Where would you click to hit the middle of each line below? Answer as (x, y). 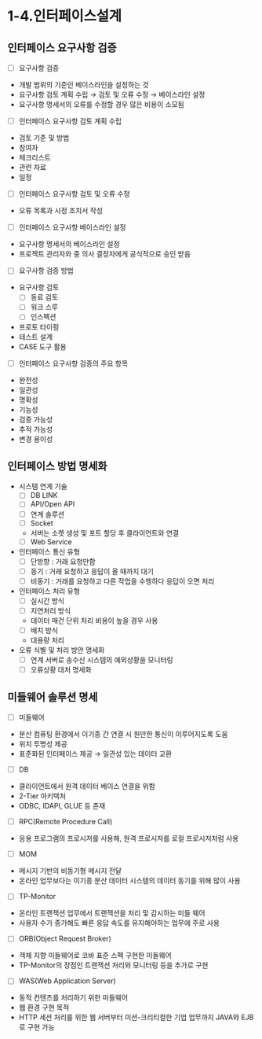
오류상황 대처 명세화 (61, 670)
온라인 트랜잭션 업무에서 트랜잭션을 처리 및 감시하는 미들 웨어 (112, 913)
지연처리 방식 (51, 610)
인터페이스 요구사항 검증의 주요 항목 (73, 363)
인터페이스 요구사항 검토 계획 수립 (70, 121)
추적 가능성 (36, 429)
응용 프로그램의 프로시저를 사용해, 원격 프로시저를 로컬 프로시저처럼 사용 (129, 838)
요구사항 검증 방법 (46, 271)
